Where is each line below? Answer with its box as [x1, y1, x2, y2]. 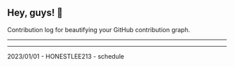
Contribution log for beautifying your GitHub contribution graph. [7, 25, 190, 33]
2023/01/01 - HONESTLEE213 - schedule [7, 52, 125, 60]
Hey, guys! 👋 [7, 7, 63, 19]
